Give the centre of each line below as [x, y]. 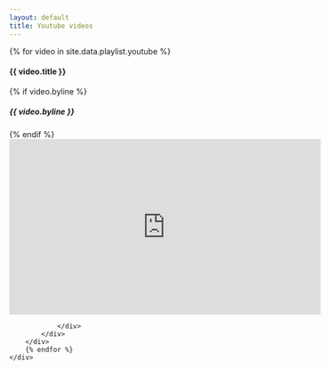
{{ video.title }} [38, 71]
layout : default [39, 17]
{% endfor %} [49, 349]
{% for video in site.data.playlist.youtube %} [90, 51]
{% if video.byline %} [48, 91]
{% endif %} [32, 134]
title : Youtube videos [51, 26]
